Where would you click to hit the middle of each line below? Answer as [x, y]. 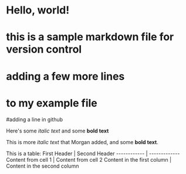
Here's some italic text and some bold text [58, 131]
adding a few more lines [65, 76]
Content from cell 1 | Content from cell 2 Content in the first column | [89, 159]
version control [44, 50]
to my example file [52, 103]
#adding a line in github [35, 119]
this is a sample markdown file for [90, 37]
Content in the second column [43, 166]
